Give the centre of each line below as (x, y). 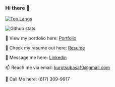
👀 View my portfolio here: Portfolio (41, 38)
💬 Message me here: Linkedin (36, 57)
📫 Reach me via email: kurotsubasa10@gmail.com (57, 67)
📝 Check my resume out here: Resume (45, 48)
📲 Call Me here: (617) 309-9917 (38, 79)
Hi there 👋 (18, 8)
